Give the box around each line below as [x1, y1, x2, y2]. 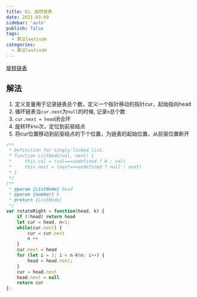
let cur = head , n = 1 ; [17, 219, 70, 225]
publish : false [6, 25, 44, 31]
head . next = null [17, 274, 60, 280]
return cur [17, 280, 44, 286]
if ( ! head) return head [17, 213, 76, 220]
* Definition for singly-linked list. [8, 147, 105, 153]
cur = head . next [17, 268, 58, 275]
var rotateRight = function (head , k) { [6, 208, 105, 214]
